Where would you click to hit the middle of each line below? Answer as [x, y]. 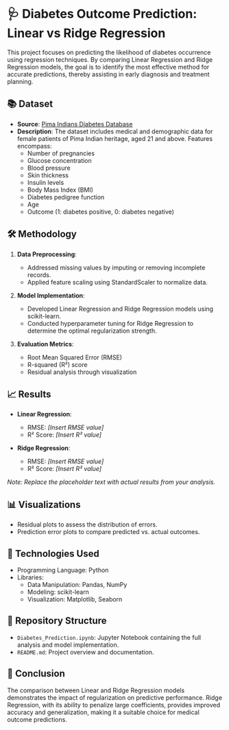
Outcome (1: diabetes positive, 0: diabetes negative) [101, 212]
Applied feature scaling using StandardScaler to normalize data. [117, 282]
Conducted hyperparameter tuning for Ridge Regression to [110, 323]
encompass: [35, 146]
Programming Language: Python [63, 570]
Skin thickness [48, 175]
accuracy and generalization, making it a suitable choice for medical [104, 712]
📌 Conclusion [36, 674]
